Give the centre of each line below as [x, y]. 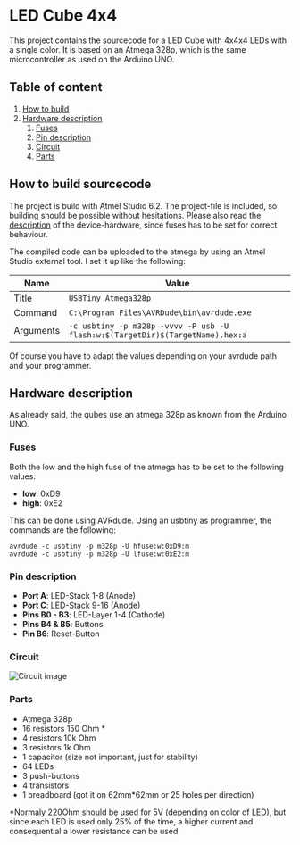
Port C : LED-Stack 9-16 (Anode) [81, 605]
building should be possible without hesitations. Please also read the [135, 215]
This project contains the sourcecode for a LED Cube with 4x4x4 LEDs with [148, 40]
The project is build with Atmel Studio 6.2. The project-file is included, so [143, 205]
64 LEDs [38, 766]
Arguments [37, 330]
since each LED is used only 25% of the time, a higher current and [131, 821]
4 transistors [46, 785]
